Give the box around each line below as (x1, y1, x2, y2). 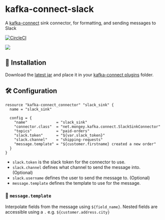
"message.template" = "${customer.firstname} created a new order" (14, 142, 156, 147)
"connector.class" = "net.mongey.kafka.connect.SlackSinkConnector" (14, 124, 161, 129)
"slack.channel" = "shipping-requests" (14, 137, 103, 142)
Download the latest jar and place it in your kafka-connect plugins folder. (5, 72, 154, 77)
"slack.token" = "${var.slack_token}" (14, 133, 106, 138)
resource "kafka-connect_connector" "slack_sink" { (5, 102, 114, 107)
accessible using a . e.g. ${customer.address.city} (5, 209, 110, 215)
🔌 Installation (5, 59, 47, 67)
